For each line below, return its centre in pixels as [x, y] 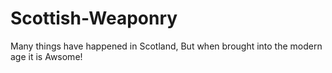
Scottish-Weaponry [94, 18]
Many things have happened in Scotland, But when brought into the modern [166, 46]
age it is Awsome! [46, 56]
